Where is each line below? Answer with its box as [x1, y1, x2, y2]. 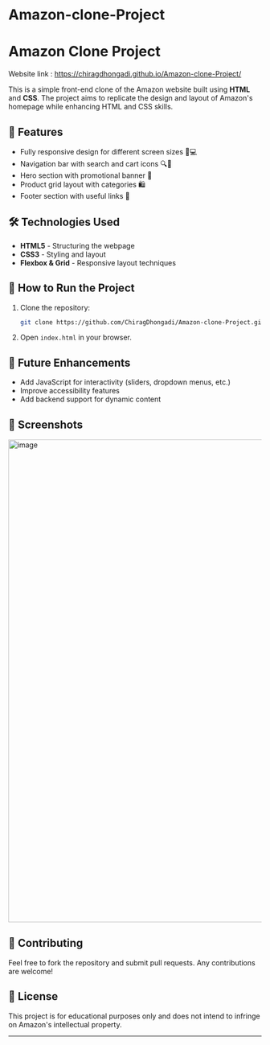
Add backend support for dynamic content [19, 394, 162, 404]
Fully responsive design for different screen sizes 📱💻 [19, 146, 198, 156]
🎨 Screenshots [8, 418, 84, 431]
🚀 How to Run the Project [8, 282, 135, 295]
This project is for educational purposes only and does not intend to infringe [8, 1011, 260, 1021]
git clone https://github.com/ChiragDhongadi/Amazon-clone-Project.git [19, 318, 265, 327]
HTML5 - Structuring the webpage [19, 241, 135, 250]
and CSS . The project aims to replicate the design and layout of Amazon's [8, 93, 253, 103]
